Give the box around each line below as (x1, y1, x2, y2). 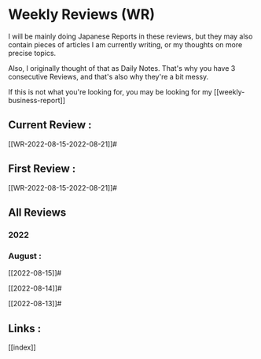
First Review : (8, 162, 76, 176)
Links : (8, 321, 42, 335)
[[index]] (8, 342, 37, 352)
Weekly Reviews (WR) (8, 6, 156, 24)
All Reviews (8, 205, 67, 219)
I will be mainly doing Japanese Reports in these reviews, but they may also (8, 31, 253, 41)
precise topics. (8, 48, 57, 57)
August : (8, 250, 42, 261)
